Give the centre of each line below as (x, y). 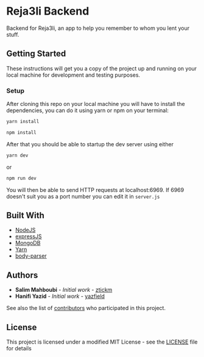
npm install (21, 132)
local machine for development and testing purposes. (73, 75)
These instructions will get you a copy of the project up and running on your (101, 68)
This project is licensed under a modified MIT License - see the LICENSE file (102, 342)
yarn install (23, 122)
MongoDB (28, 243)
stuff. (13, 34)
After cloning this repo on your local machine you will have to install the (96, 104)
